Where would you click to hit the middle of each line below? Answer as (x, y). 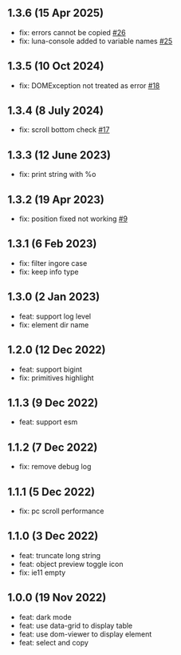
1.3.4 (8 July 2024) (56, 111)
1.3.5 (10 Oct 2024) (56, 66)
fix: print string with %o (57, 175)
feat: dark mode (45, 617)
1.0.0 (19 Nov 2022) (57, 598)
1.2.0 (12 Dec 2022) (57, 350)
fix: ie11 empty (42, 573)
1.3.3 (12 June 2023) (59, 155)
